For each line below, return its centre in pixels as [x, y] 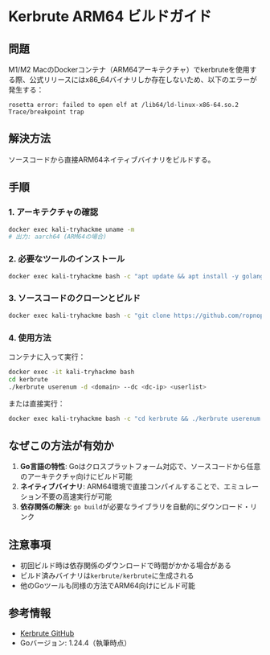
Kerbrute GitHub [47, 633]
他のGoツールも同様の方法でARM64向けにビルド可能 [107, 586]
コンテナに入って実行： [47, 356]
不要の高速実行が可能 [77, 496]
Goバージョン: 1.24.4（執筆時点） [76, 643]
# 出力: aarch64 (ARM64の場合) [57, 237]
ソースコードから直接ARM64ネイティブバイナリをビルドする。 [112, 159]
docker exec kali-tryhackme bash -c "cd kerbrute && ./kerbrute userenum [135, 418]
